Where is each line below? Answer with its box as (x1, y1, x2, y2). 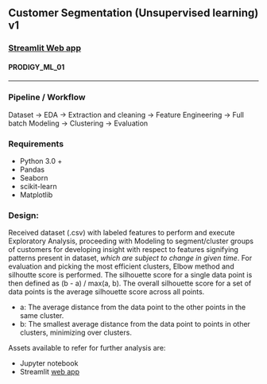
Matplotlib (19, 190, 53, 200)
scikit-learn (19, 182, 57, 192)
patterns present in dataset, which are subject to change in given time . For (8, 254, 253, 263)
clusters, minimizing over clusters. (19, 328, 133, 337)
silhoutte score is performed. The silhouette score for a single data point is (8, 270, 253, 280)
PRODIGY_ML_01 (8, 62, 65, 72)
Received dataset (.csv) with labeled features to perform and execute (8, 228, 235, 238)
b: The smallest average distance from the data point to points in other (19, 320, 250, 329)
